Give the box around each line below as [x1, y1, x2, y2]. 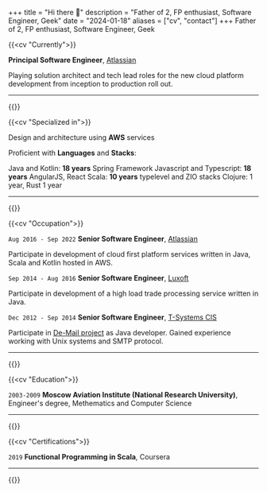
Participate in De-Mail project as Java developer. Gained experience [8, 328, 232, 337]
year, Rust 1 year [8, 180, 62, 190]
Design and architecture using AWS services [8, 133, 155, 142]
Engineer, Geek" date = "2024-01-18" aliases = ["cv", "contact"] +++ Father [8, 16, 257, 25]
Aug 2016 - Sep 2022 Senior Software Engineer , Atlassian [8, 234, 199, 243]
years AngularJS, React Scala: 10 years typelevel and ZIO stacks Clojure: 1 [8, 172, 253, 181]
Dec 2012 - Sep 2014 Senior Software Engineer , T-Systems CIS [8, 312, 217, 322]
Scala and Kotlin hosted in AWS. [8, 258, 114, 267]
